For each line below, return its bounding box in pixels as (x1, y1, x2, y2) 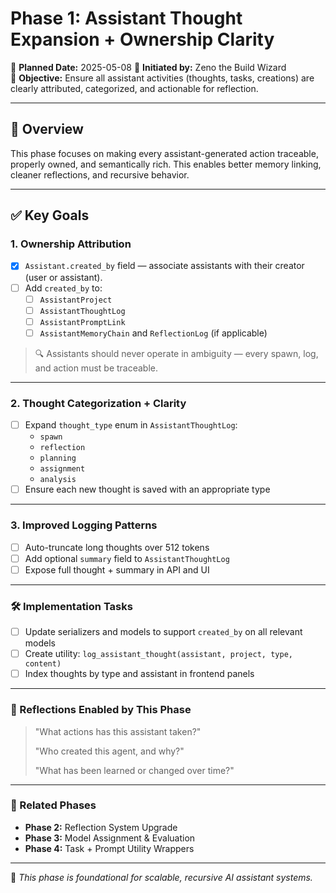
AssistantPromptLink (39, 317, 126, 327)
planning (39, 453, 77, 464)
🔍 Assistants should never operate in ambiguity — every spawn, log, (34, 347, 319, 359)
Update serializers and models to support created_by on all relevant (24, 626, 303, 638)
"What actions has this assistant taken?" (34, 725, 202, 737)
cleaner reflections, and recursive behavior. (10, 168, 190, 181)
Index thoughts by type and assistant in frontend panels (24, 668, 255, 680)
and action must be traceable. (34, 362, 159, 374)
